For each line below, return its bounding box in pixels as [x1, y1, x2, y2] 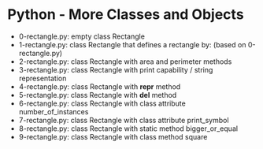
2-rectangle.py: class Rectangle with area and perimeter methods [18, 57, 232, 66]
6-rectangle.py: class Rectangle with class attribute [18, 99, 186, 108]
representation [18, 73, 67, 83]
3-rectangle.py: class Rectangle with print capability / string [18, 65, 213, 74]
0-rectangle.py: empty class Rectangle [18, 32, 145, 41]
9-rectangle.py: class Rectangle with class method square [18, 132, 208, 141]
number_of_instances [18, 106, 89, 116]
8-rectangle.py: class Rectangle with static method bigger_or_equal [18, 124, 238, 133]
